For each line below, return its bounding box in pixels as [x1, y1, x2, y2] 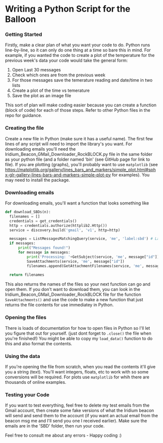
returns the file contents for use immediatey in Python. [5, 302, 114, 308]
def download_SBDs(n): [5, 210, 51, 215]
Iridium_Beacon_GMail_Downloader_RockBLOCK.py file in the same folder [5, 151, 153, 157]
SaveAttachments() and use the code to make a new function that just [5, 297, 143, 303]
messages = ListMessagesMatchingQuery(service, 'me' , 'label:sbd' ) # [9, 237, 153, 241]
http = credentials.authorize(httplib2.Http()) [9, 223, 108, 228]
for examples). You [112, 171, 150, 178]
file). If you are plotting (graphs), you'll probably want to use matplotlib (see [5, 161, 158, 167]
